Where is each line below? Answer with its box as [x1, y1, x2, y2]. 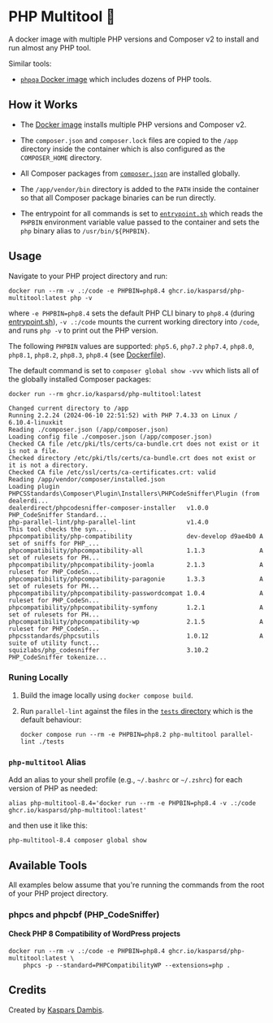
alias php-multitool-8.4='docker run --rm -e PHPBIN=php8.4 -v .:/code [8, 799, 256, 808]
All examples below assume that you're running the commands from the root [8, 880, 265, 890]
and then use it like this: [8, 821, 88, 830]
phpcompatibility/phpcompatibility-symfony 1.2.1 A [8, 603, 264, 612]
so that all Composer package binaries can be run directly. [19, 193, 217, 202]
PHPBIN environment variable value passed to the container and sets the [19, 217, 260, 227]
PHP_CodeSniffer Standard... [8, 511, 107, 519]
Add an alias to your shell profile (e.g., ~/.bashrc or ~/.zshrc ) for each [8, 775, 243, 785]
